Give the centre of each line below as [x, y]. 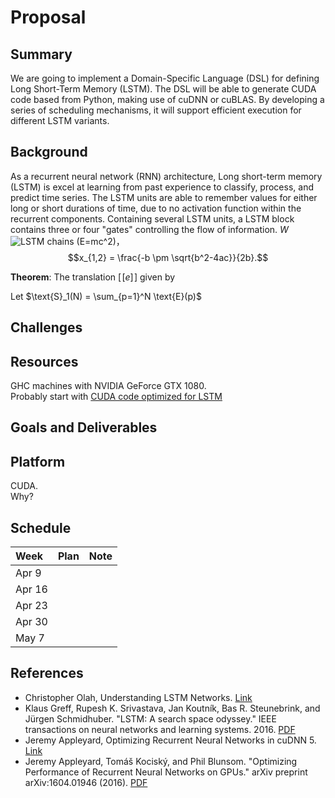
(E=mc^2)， [100, 241]
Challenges [46, 327]
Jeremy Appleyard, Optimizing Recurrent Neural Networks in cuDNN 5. [170, 740]
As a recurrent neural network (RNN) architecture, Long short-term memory [166, 176]
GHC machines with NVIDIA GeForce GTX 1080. [108, 386]
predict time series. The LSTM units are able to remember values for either [164, 197]
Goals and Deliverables [84, 427]
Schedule [41, 527]
